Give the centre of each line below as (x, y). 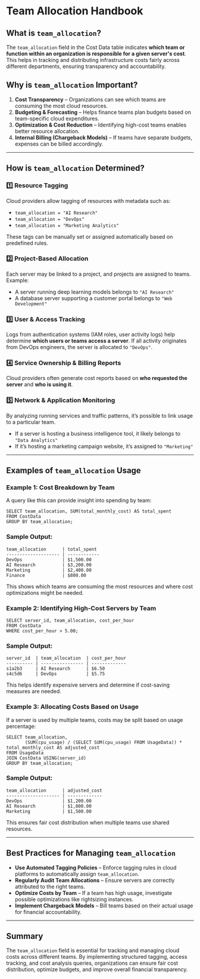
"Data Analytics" (36, 440)
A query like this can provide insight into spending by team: (79, 501)
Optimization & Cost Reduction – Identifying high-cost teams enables (101, 125)
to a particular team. (31, 422)
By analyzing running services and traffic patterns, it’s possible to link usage (100, 415)
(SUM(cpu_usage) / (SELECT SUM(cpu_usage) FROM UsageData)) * (104, 742)
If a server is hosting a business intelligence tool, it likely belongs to (97, 433)
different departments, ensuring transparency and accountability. (86, 66)
